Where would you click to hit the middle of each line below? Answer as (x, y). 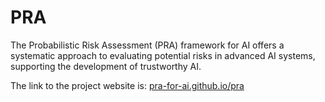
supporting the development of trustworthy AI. (106, 66)
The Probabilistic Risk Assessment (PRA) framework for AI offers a (147, 45)
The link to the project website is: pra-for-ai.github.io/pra (127, 85)
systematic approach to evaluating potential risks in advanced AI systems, (163, 55)
